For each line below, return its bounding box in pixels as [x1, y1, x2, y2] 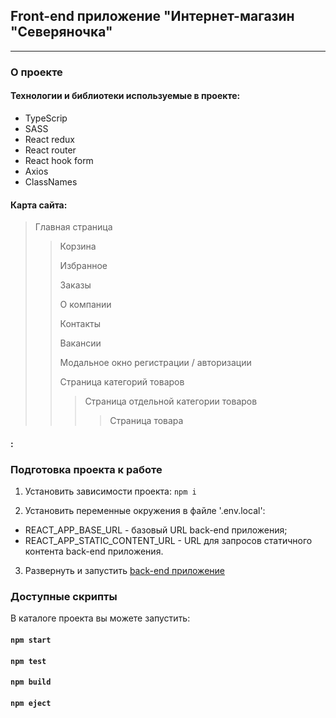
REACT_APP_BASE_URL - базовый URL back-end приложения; [24, 524, 288, 536]
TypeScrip [24, 112, 68, 124]
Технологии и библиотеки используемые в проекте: [10, 90, 241, 102]
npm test [10, 656, 47, 666]
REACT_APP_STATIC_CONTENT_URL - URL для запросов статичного [24, 535, 313, 547]
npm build [10, 677, 52, 688]
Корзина [59, 240, 97, 253]
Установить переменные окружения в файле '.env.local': [24, 505, 266, 517]
